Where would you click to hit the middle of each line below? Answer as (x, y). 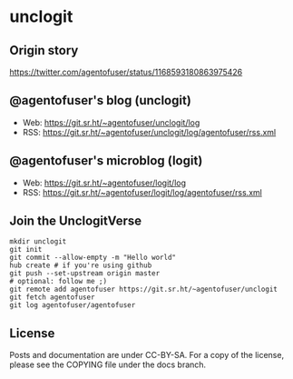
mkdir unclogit (38, 242)
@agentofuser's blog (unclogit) (101, 100)
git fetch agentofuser (52, 297)
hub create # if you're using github (81, 265)
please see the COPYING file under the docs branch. (108, 364)
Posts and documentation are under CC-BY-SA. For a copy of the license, (146, 355)
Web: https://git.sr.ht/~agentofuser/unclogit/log (111, 122)
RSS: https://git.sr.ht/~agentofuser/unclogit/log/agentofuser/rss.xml (149, 132)
